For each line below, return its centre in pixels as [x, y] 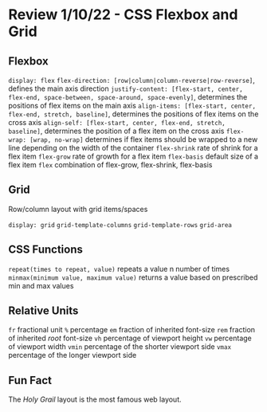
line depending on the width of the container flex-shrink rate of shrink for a [133, 148]
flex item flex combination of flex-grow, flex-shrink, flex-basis [110, 165]
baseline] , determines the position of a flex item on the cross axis [116, 131]
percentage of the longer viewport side [73, 355]
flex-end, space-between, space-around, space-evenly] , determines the [128, 97]
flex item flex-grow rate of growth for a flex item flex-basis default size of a [133, 156]
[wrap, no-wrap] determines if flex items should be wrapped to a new [143, 139]
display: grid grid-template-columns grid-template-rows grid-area [120, 225]
